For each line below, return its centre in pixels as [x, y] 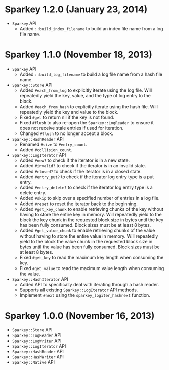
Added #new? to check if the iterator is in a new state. [75, 160]
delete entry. [33, 193]
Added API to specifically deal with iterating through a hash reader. [89, 284]
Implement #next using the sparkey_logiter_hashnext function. [85, 295]
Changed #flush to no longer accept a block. [66, 133]
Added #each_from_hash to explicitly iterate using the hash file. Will [89, 106]
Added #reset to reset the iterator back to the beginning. [78, 204]
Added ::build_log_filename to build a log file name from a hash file [91, 74]
